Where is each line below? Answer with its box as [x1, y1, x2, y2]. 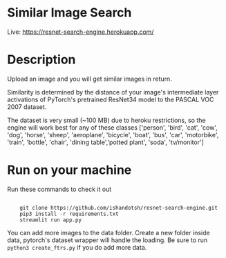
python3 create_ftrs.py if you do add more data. [7, 243, 147, 251]
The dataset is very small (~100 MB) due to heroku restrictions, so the [7, 116, 206, 124]
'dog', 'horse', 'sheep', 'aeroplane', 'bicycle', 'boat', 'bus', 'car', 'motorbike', [7, 130, 219, 139]
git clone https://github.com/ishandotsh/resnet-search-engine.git [19, 204, 218, 211]
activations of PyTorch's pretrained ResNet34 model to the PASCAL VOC [7, 95, 214, 103]
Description [7, 52, 76, 68]
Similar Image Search [7, 5, 132, 21]
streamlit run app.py [19, 216, 82, 224]
